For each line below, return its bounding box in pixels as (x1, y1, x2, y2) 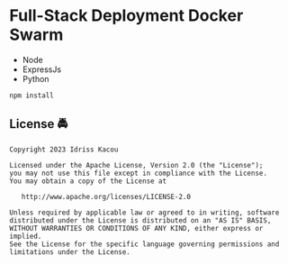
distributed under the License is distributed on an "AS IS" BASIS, (9, 215, 272, 225)
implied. (9, 232, 42, 241)
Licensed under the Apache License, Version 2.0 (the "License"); (9, 160, 264, 169)
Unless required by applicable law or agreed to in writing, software (9, 208, 280, 217)
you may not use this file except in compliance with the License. (9, 168, 268, 178)
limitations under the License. (9, 247, 130, 257)
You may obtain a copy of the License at (9, 177, 167, 186)
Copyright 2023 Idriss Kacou (9, 145, 119, 154)
